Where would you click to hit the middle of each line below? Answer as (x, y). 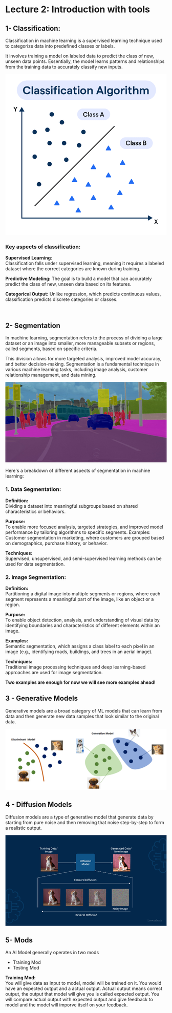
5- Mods (19, 940)
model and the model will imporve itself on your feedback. (67, 1005)
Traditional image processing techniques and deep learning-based (76, 667)
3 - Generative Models (42, 698)
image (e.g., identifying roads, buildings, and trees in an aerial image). (79, 652)
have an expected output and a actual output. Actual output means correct (84, 988)
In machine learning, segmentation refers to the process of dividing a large (84, 338)
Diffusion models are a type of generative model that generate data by (79, 817)
